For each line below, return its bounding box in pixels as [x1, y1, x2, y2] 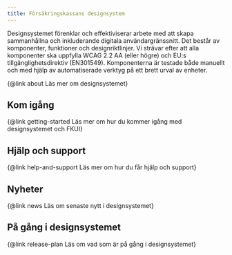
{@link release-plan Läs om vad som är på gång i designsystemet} [7, 240, 197, 248]
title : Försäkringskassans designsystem [7, 10, 126, 17]
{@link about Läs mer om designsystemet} [7, 79, 128, 87]
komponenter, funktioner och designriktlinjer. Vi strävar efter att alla [7, 44, 200, 52]
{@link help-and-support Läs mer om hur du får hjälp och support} [7, 163, 197, 171]
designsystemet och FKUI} [7, 125, 83, 133]
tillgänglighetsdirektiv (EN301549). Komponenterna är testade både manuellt [7, 58, 225, 66]
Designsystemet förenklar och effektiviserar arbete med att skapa [7, 29, 195, 37]
